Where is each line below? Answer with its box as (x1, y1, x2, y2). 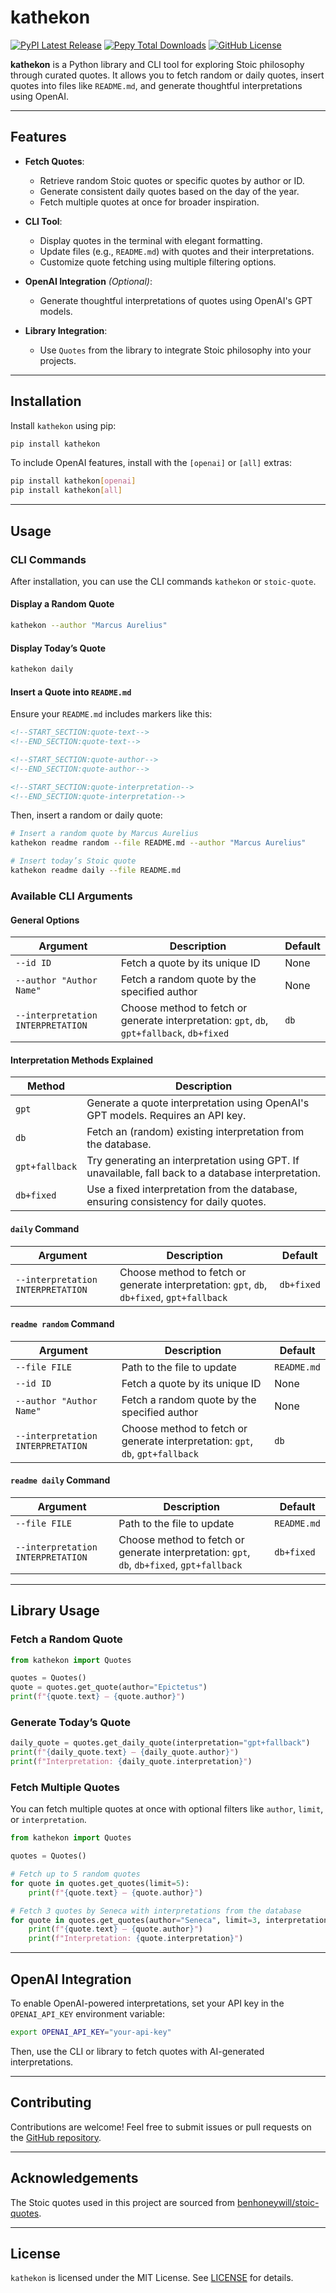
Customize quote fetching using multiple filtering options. (39, 256, 277, 268)
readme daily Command (10, 1474, 111, 1486)
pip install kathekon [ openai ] (10, 476, 137, 486)
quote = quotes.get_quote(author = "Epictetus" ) (10, 1682, 208, 1693)
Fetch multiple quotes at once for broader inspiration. (39, 196, 260, 208)
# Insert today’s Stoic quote (10, 856, 137, 866)
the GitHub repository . (10, 2131, 102, 2143)
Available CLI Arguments (10, 889, 133, 903)
